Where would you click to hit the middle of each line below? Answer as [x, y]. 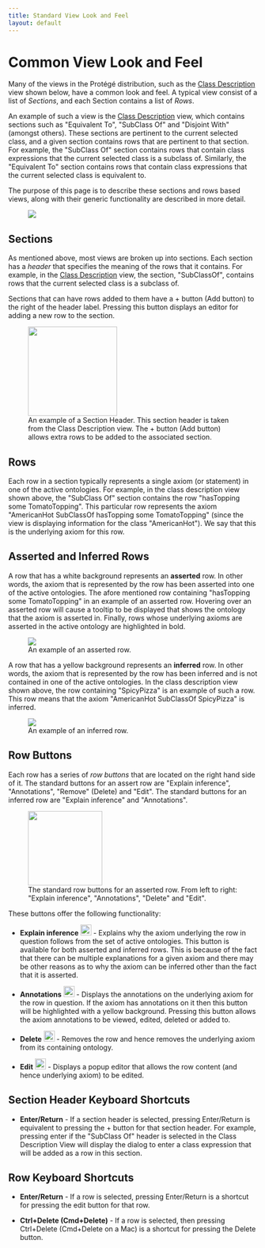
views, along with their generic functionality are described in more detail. [127, 199]
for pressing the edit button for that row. [85, 1205]
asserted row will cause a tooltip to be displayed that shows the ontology [127, 609]
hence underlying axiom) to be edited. [82, 1075]
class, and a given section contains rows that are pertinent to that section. [129, 142]
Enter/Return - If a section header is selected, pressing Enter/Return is [135, 1119]
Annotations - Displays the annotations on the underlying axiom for [136, 994]
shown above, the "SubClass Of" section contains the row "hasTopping [124, 498]
